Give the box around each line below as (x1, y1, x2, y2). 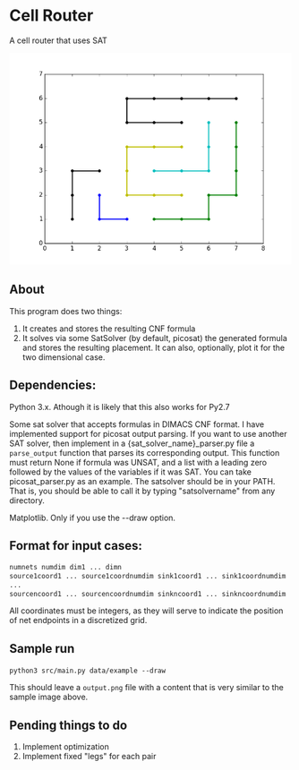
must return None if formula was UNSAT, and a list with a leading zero (9, 457, 268, 467)
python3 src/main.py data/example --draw (9, 666, 167, 676)
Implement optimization (21, 741, 109, 752)
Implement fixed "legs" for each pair (21, 751, 157, 761)
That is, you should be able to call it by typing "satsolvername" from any (9, 485, 276, 496)
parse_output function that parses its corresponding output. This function (9, 447, 280, 458)
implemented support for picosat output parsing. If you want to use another (9, 428, 287, 439)
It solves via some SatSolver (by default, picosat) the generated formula (21, 332, 288, 343)
